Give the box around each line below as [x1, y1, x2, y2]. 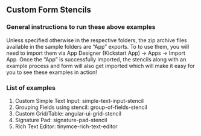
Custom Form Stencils [6, 5, 92, 15]
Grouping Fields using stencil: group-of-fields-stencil [14, 104, 148, 111]
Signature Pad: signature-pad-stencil [14, 116, 107, 123]
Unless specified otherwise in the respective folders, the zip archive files [6, 36, 187, 44]
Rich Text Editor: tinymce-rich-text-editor [14, 123, 118, 130]
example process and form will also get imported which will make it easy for [6, 62, 195, 69]
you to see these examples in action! [6, 69, 98, 76]
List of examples [6, 84, 56, 92]
